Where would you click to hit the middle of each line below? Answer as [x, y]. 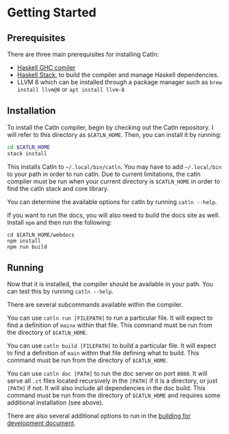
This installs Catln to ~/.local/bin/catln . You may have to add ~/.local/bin [114, 166]
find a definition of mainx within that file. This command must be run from [110, 325]
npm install [24, 241]
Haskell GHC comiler [46, 67]
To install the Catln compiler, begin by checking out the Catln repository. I [110, 127]
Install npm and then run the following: [59, 222]
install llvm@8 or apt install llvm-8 [71, 89]
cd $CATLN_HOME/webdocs [41, 235]
